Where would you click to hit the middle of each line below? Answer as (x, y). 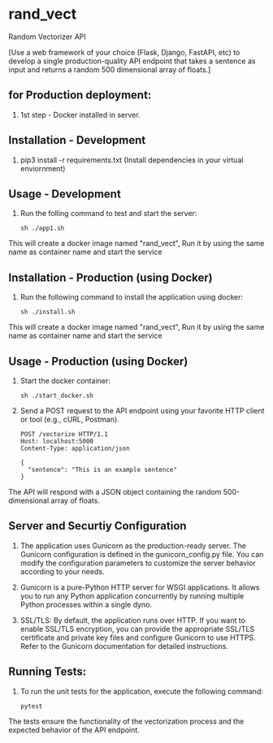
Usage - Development (65, 194)
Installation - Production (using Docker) (110, 277)
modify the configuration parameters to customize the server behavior (138, 563)
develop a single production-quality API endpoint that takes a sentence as (132, 61)
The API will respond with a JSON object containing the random (115, 492)
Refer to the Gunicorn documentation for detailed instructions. (124, 646)
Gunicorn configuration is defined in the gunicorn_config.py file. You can (142, 554)
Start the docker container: (65, 381)
